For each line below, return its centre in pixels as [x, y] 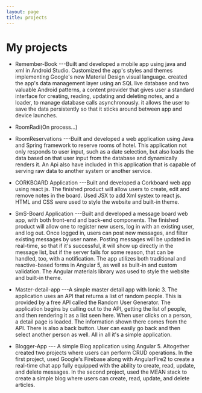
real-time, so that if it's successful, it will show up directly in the [94, 246]
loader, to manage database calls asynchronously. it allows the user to [102, 103]
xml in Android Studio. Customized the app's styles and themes [94, 71]
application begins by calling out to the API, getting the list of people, [101, 309]
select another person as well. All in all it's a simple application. [93, 335]
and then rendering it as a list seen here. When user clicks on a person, [103, 316]
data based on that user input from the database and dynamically [96, 158]
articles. [25, 385]
